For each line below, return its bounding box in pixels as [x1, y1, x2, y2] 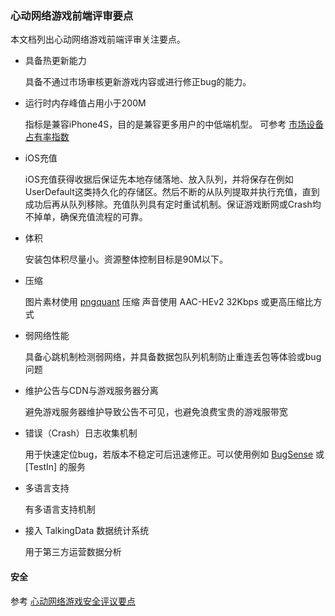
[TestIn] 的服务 [24, 461, 87, 473]
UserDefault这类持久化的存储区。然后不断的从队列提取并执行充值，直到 [24, 186, 320, 198]
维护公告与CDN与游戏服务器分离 [24, 385, 159, 397]
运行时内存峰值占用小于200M [24, 97, 147, 109]
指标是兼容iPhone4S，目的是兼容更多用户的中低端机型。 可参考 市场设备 [24, 118, 325, 131]
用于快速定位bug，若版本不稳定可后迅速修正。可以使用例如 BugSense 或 [24, 448, 325, 461]
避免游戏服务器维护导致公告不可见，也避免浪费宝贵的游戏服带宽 [24, 406, 288, 418]
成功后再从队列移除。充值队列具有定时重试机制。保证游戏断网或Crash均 [24, 198, 322, 211]
